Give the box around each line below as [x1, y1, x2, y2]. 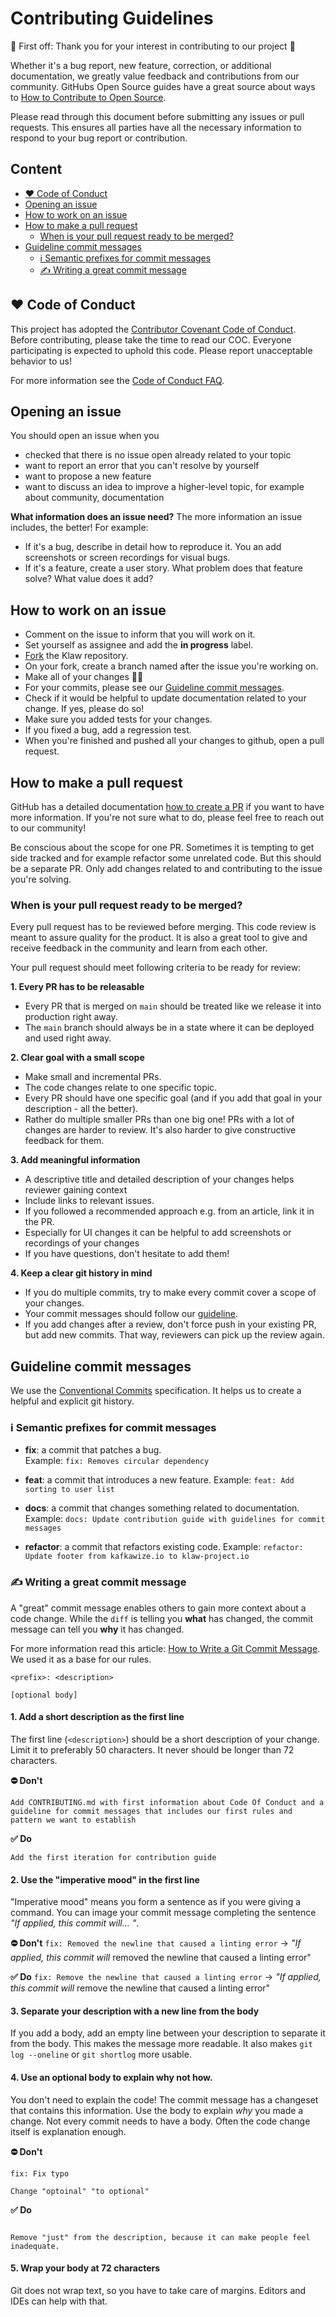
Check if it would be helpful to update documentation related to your [24, 692, 307, 704]
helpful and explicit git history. [10, 1395, 135, 1407]
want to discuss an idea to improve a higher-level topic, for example [24, 481, 305, 493]
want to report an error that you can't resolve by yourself [24, 460, 260, 472]
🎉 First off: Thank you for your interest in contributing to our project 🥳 [10, 40, 296, 52]
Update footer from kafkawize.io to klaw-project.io [24, 1552, 250, 1562]
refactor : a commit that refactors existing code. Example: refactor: [24, 1541, 304, 1553]
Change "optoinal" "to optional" [10, 2186, 150, 2196]
